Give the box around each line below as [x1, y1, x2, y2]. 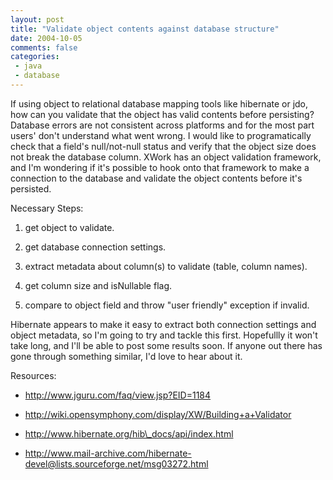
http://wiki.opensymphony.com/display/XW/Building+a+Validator [24, 408, 292, 420]
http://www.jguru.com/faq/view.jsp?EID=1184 [24, 389, 212, 401]
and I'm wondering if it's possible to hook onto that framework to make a [10, 161, 310, 173]
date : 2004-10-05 [10, 33, 83, 43]
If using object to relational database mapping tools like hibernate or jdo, [10, 97, 309, 110]
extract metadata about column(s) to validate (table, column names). [24, 260, 308, 272]
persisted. [10, 182, 52, 195]
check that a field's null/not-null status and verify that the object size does [10, 140, 317, 152]
